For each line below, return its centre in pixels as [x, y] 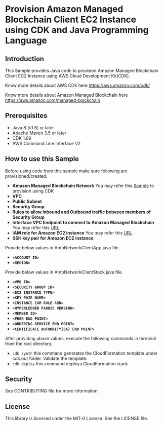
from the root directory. [29, 344]
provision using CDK [33, 191]
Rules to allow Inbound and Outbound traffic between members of [81, 212]
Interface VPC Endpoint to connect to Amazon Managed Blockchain [83, 222]
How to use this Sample [42, 159]
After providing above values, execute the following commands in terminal [81, 338]
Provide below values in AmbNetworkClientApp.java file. [62, 247]
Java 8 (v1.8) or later [33, 127]
